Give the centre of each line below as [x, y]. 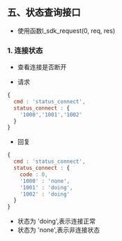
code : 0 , [34, 174]
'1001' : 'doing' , [46, 187]
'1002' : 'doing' [45, 194]
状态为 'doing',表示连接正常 [56, 221]
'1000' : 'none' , [45, 181]
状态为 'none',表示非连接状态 [58, 230]
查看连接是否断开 [42, 67]
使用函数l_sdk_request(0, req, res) [66, 31]
